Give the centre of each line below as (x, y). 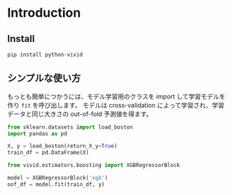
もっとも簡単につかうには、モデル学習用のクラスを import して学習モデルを (116, 96)
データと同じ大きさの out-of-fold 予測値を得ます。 (80, 114)
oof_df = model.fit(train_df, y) (56, 184)
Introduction (44, 13)
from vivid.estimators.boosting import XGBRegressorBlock (94, 166)
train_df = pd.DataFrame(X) (48, 153)
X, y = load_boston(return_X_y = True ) (62, 146)
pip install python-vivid (45, 55)
